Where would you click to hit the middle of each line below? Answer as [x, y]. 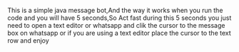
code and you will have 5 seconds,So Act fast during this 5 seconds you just [119, 18]
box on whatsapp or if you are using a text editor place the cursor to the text [119, 33]
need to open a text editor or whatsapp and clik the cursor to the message [116, 25]
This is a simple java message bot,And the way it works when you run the [115, 10]
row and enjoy [29, 41]
